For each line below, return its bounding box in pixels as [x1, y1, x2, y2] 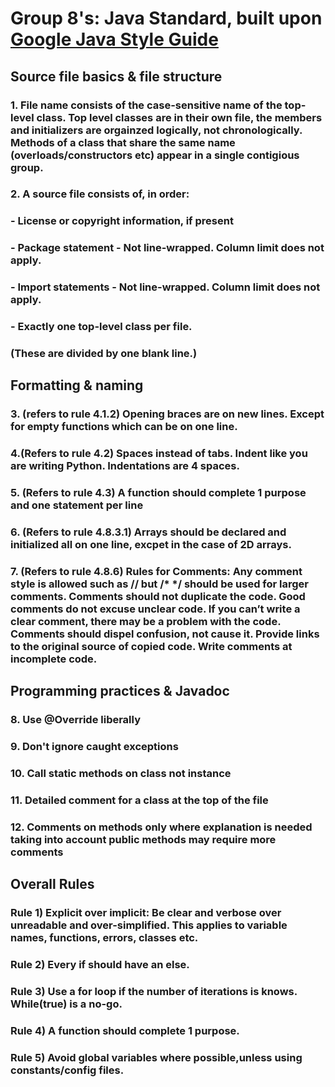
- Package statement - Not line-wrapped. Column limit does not [10, 241, 325, 255]
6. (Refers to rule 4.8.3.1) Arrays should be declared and [10, 525, 287, 539]
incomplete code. [10, 652, 98, 666]
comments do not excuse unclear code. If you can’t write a [10, 602, 301, 616]
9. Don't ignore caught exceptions [10, 740, 179, 754]
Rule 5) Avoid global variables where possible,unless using [10, 1051, 303, 1065]
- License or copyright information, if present [10, 214, 234, 228]
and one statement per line [10, 498, 144, 512]
